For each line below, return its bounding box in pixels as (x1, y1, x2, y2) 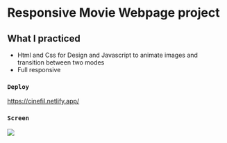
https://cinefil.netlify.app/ (7, 97, 80, 106)
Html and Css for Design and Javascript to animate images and (17, 51, 198, 59)
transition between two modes (17, 58, 105, 67)
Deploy (7, 83, 30, 91)
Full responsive (17, 66, 61, 74)
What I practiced (7, 33, 81, 44)
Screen (7, 115, 30, 122)
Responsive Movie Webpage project (7, 5, 220, 21)
